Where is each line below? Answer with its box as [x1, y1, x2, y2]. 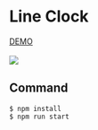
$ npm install [9, 104, 62, 113]
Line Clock [9, 6, 89, 27]
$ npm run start [9, 112, 69, 121]
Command [9, 81, 69, 96]
